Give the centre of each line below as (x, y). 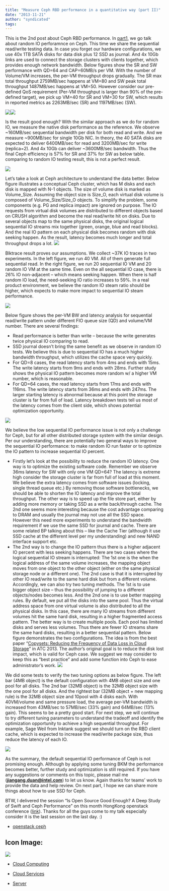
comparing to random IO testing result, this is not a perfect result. (73, 159)
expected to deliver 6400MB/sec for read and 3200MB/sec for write (76, 143)
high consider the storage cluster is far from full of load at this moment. (87, 478)
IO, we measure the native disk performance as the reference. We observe (82, 127)
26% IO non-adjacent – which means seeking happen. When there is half (81, 275)
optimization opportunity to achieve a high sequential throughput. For (77, 724)
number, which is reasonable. (43, 379)
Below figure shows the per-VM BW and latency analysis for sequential (79, 315)
